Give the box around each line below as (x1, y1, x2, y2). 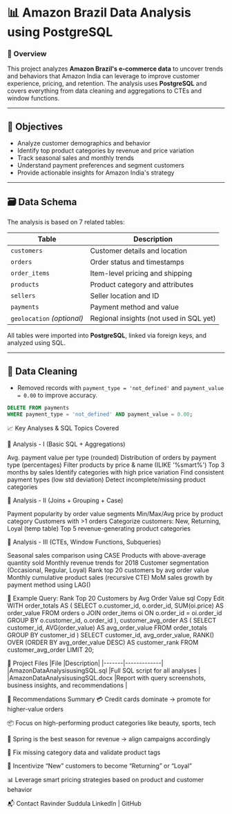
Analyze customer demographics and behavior (17, 139, 151, 148)
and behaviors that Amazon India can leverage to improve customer (7, 72, 200, 80)
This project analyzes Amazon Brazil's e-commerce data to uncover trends (7, 64, 223, 73)
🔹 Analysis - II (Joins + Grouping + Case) (7, 496, 124, 504)
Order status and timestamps (90, 257, 184, 267)
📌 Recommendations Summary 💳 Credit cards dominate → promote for (7, 695, 211, 703)
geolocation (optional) (10, 314, 84, 324)
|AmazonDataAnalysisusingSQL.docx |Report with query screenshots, (7, 673, 206, 682)
